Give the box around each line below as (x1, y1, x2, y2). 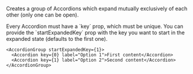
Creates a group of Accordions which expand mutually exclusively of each (6, 5, 188, 12)
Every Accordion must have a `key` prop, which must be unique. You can (6, 23, 184, 30)
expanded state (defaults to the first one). (6, 36, 108, 42)
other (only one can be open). (6, 11, 79, 18)
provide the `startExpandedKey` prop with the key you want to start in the (6, 29, 185, 36)
